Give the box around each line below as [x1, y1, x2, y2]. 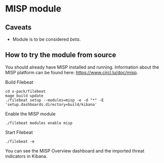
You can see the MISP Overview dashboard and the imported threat [5, 147, 144, 153]
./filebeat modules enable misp [5, 120, 72, 125]
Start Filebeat [5, 129, 33, 135]
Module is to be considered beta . [12, 36, 81, 42]
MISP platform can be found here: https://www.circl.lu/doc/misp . [5, 69, 138, 75]
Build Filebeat [5, 79, 33, 85]
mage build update [5, 93, 43, 98]
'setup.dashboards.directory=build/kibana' [5, 102, 97, 107]
